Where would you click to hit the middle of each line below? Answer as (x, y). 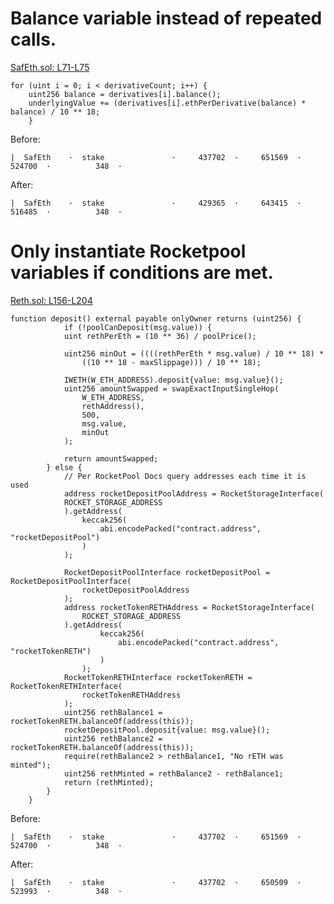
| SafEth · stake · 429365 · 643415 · (156, 203)
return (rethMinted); (109, 782)
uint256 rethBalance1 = (113, 712)
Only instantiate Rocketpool (128, 251)
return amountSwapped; (111, 458)
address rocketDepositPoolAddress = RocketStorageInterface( (194, 493)
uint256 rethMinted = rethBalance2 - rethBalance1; (173, 773)
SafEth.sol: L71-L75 (50, 67)
